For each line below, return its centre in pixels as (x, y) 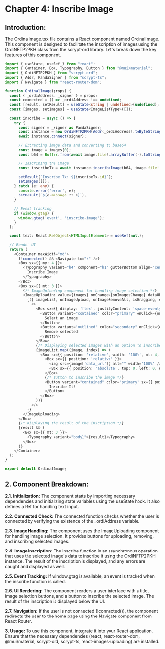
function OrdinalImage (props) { (38, 91)
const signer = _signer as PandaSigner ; (60, 127)
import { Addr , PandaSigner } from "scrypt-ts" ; (56, 77)
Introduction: (26, 27)
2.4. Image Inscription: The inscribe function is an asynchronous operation (82, 551)
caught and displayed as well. (35, 566)
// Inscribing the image (43, 163)
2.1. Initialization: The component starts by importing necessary (70, 496)
